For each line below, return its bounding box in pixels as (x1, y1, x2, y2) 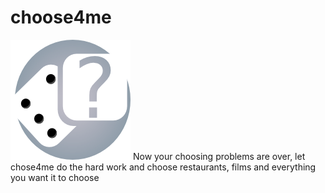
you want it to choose (10, 171, 100, 183)
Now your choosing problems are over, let (132, 150, 306, 162)
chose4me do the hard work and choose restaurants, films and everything (10, 161, 317, 173)
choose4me (10, 6, 112, 29)
